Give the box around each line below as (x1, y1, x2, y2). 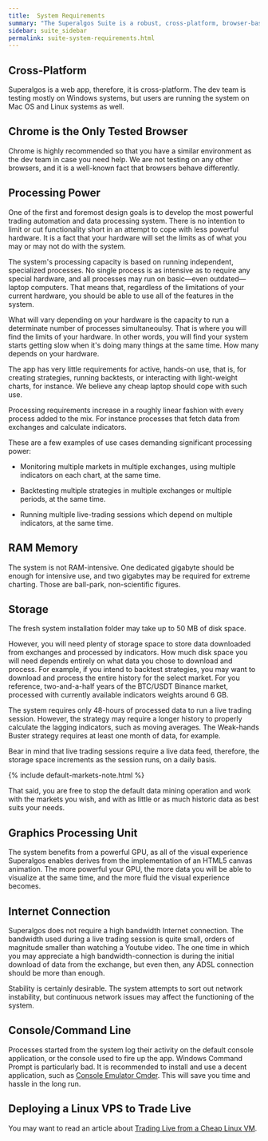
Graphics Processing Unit (8, 826, 138, 840)
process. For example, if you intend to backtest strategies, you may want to (8, 665, 256, 674)
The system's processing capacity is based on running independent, (8, 256, 234, 266)
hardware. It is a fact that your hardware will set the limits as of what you (8, 233, 247, 242)
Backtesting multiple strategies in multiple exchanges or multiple (19, 485, 232, 495)
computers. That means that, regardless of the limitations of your (30, 282, 245, 292)
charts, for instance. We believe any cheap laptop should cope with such (8, 381, 247, 391)
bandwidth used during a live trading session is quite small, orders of (8, 934, 235, 944)
